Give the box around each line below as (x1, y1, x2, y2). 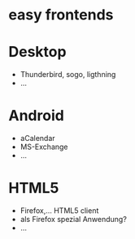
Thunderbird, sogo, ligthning (20, 70, 116, 79)
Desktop (8, 43, 67, 62)
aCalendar (20, 134, 55, 143)
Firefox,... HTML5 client (20, 206, 99, 216)
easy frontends (8, 6, 114, 24)
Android (8, 107, 65, 125)
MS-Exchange (20, 142, 68, 152)
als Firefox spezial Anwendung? (20, 215, 128, 224)
